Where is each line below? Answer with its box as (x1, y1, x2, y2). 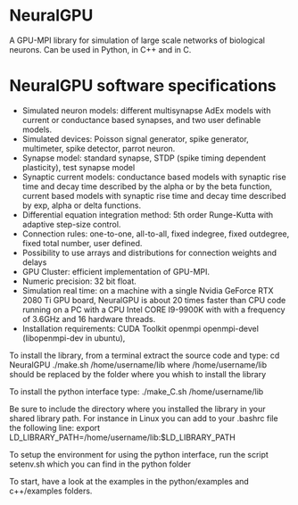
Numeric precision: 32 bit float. (21, 276, 137, 286)
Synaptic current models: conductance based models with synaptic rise (21, 171, 287, 182)
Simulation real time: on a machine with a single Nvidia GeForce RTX (21, 285, 274, 295)
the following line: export (9, 422, 101, 433)
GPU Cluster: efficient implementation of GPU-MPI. (21, 266, 211, 277)
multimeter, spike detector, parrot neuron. (21, 143, 176, 153)
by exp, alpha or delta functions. (21, 200, 142, 211)
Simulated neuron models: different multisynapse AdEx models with (21, 104, 271, 116)
